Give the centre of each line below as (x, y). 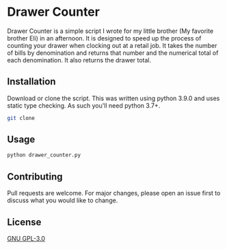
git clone (21, 118)
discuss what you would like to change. (63, 200)
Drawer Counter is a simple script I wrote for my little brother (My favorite (110, 31)
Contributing (35, 177)
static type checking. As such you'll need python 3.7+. (84, 105)
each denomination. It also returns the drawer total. (79, 60)
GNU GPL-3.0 (26, 238)
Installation (31, 82)
